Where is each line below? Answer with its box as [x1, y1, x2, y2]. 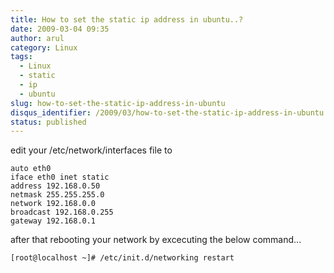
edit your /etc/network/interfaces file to [10, 144, 173, 156]
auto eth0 [10, 164, 52, 174]
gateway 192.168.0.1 [10, 216, 97, 226]
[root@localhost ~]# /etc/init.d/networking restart [10, 253, 235, 263]
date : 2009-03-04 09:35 [10, 24, 110, 34]
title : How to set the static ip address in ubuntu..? [10, 14, 244, 25]
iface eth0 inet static [10, 172, 110, 183]
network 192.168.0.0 [10, 199, 97, 209]
